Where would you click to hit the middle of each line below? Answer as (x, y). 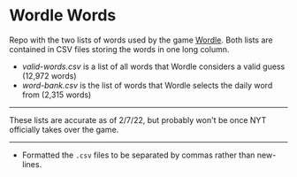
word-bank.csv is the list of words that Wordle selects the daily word (147, 85)
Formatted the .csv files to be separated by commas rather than (138, 155)
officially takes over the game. (64, 129)
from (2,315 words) (57, 95)
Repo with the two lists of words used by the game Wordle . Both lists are (141, 40)
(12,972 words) (49, 75)
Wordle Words (63, 15)
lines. (32, 164)
